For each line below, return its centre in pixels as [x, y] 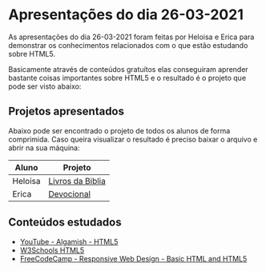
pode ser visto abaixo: [45, 86]
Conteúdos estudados [65, 223]
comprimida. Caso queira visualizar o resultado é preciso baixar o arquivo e [133, 139]
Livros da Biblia [77, 181]
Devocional [69, 193]
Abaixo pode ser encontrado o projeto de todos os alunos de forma [119, 130]
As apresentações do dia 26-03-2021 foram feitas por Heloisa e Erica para [131, 37]
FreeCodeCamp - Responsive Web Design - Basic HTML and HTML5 [133, 258]
